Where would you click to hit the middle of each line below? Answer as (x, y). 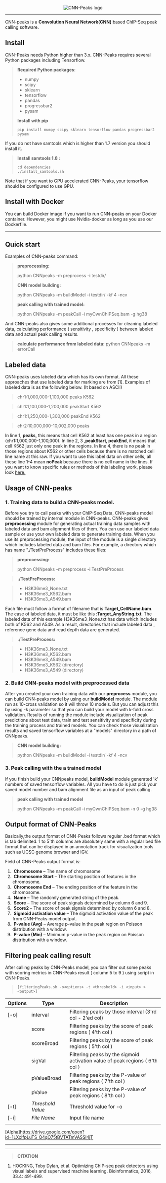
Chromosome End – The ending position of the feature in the (76, 887)
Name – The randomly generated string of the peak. (66, 898)
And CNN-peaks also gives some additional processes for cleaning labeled (82, 324)
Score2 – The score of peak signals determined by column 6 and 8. (82, 908)
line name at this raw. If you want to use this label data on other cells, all (78, 456)
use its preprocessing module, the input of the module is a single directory (81, 539)
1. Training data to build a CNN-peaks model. (60, 502)
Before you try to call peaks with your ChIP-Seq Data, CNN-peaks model (79, 513)
